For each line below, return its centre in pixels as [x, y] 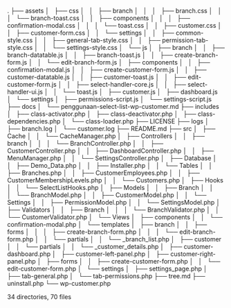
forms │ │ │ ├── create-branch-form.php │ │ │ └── [93, 232]
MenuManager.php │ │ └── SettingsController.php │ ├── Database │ [112, 158]
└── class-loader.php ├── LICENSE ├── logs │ [140, 121]
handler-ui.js [25, 92]
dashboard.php [29, 254]
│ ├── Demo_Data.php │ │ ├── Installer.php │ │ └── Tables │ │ [110, 165]
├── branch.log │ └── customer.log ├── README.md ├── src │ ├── [111, 129]
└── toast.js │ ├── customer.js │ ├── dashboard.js [140, 92]
